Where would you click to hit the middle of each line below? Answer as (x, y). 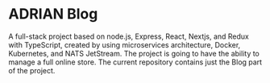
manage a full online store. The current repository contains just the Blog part (135, 62)
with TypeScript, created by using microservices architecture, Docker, (125, 44)
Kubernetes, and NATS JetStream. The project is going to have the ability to (134, 53)
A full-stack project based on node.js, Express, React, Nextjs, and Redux (129, 36)
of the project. (32, 70)
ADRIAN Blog (53, 14)
